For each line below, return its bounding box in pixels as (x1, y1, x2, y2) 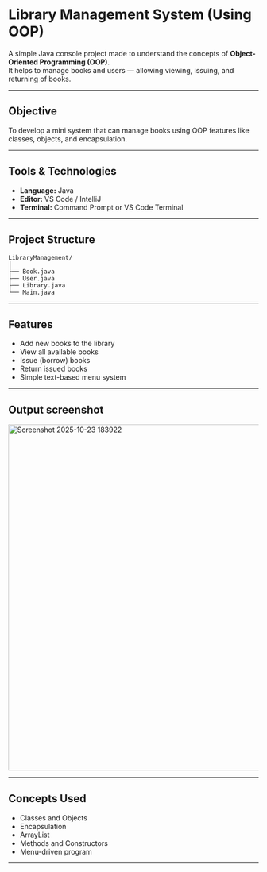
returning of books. (8, 74, 72, 83)
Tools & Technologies (8, 164, 117, 178)
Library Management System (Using (8, 6, 252, 24)
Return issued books (19, 364, 87, 374)
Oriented (8, 57, 38, 67)
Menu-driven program (19, 847, 93, 856)
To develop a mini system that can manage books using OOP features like (8, 125, 250, 135)
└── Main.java (8, 288, 56, 297)
